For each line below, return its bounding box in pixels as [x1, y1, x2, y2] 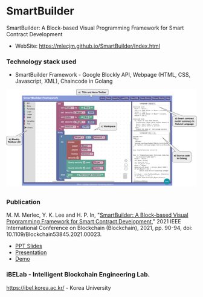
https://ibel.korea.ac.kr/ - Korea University [6, 284, 111, 291]
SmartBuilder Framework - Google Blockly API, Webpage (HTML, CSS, [14, 71, 191, 78]
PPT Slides [14, 243, 42, 250]
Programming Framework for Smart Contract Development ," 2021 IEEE [6, 218, 181, 225]
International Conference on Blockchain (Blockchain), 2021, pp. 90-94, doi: [6, 225, 193, 232]
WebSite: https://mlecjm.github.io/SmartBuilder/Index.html [14, 42, 160, 49]
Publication [6, 198, 40, 206]
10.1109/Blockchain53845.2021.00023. [6, 231, 102, 238]
